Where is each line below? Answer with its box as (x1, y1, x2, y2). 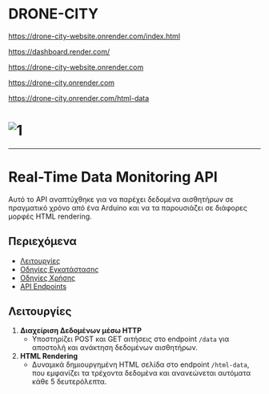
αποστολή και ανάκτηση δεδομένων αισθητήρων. (31, 343, 198, 352)
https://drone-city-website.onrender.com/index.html (8, 31, 181, 41)
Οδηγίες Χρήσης (19, 273, 76, 283)
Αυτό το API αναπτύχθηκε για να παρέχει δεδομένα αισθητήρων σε (8, 194, 234, 204)
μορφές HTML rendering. (8, 211, 92, 221)
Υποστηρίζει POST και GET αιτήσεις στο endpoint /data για (31, 334, 230, 344)
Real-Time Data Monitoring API (8, 168, 218, 187)
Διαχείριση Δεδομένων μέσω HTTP (19, 326, 143, 336)
